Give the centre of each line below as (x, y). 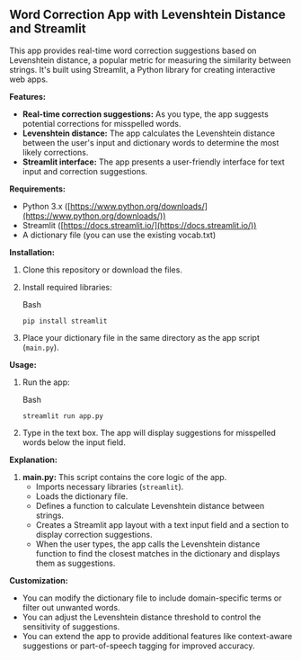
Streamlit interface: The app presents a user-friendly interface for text (153, 162)
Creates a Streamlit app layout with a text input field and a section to (162, 524)
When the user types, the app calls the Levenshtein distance (148, 544)
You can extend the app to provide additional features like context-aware (157, 636)
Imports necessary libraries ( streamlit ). (110, 486)
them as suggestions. (75, 563)
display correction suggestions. (94, 534)
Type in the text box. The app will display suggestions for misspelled (149, 433)
